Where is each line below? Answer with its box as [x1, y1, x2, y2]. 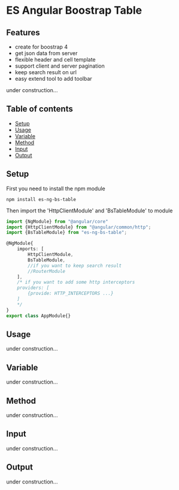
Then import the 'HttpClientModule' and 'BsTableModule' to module [6, 207, 173, 214]
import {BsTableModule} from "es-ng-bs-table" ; [6, 230, 128, 236]
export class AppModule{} [6, 312, 71, 319]
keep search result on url [14, 69, 77, 75]
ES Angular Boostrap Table [6, 4, 142, 17]
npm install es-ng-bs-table [6, 196, 77, 202]
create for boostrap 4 [14, 43, 68, 50]
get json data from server [14, 50, 78, 57]
